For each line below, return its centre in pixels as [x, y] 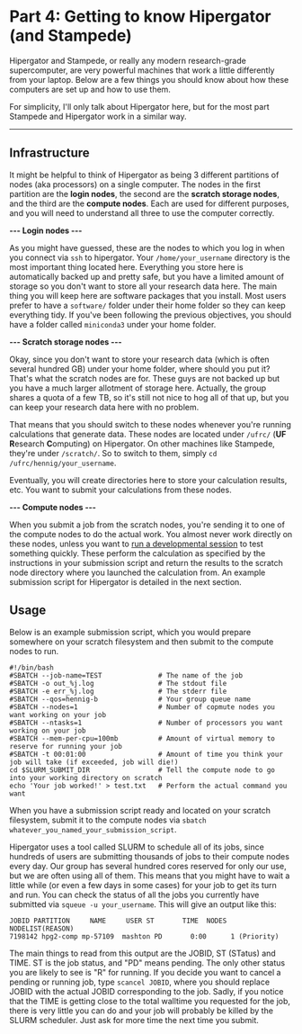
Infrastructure [49, 153]
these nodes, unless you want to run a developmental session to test [136, 544]
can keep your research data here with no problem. [104, 407]
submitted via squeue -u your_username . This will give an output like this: [143, 904]
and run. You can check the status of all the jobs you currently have [134, 895]
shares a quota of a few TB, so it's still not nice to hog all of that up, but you [149, 397]
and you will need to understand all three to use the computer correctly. [142, 212]
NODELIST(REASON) [42, 929]
